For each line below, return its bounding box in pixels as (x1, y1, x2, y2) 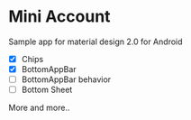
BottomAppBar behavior (21, 74, 112, 85)
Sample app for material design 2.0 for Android (8, 36, 183, 47)
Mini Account (8, 6, 111, 27)
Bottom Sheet (21, 84, 73, 96)
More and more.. (8, 102, 70, 114)
